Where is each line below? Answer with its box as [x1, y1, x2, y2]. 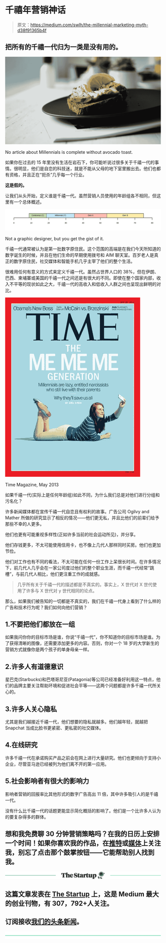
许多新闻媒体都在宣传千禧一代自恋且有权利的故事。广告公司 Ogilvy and [5, 508, 150, 514]
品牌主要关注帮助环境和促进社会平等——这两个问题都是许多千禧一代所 [13, 683, 157, 689]
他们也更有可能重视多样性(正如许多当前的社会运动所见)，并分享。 [5, 531, 138, 537]
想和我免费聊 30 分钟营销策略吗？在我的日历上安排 [5, 830, 160, 838]
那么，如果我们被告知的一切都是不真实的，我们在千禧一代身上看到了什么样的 [5, 598, 161, 604]
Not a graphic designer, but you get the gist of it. [5, 235, 104, 241]
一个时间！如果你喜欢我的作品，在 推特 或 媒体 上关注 [5, 839, 161, 848]
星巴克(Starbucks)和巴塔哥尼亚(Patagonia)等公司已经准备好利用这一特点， [5, 676, 157, 682]
